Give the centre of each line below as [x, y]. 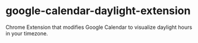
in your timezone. [27, 33]
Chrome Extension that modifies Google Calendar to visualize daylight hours [99, 27]
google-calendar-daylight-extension [98, 11]
